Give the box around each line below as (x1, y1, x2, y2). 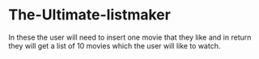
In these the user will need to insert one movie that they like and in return (8, 32, 252, 42)
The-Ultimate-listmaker (8, 6, 172, 24)
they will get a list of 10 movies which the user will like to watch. (8, 40, 221, 50)
